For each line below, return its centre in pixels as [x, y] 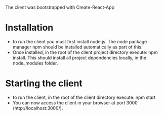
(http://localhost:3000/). [38, 108]
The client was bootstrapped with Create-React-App [60, 7]
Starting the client [44, 83]
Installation [29, 28]
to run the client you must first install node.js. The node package [80, 41]
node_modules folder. [35, 63]
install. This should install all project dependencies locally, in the [79, 57]
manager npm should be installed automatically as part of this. [77, 47]
